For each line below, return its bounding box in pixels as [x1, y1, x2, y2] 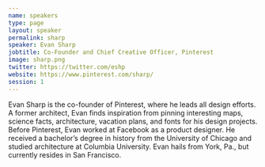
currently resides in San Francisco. [8, 150, 122, 159]
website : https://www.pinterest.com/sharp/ [8, 70, 154, 78]
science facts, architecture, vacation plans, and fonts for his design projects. [8, 116, 258, 126]
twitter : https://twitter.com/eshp [8, 63, 126, 71]
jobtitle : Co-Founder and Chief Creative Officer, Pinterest [8, 48, 214, 56]
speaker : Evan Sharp [8, 41, 77, 49]
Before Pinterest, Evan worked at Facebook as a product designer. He [8, 124, 236, 135]
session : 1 [8, 78, 44, 85]
